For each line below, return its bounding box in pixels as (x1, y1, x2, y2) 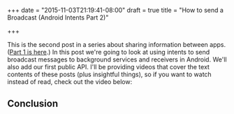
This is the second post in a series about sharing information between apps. (7, 41, 226, 48)
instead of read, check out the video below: (7, 78, 133, 86)
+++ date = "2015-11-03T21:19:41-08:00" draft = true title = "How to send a (7, 6, 224, 14)
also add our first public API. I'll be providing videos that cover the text (7, 63, 210, 71)
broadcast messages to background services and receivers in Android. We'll (7, 55, 227, 64)
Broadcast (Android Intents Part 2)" (7, 13, 109, 22)
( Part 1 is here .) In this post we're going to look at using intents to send (7, 48, 210, 56)
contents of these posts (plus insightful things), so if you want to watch (7, 70, 212, 78)
